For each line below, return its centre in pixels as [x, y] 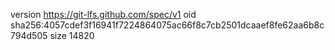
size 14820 [72, 35]
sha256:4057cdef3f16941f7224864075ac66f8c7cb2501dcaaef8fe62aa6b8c [167, 25]
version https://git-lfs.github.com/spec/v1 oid [103, 14]
